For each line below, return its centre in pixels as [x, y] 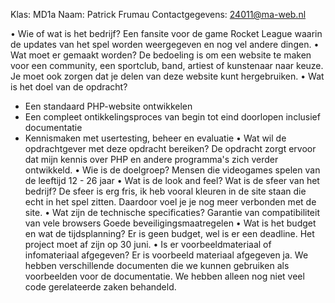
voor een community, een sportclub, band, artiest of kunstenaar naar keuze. [167, 65]
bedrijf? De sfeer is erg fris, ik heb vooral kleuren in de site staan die [165, 191]
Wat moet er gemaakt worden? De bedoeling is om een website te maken [161, 55]
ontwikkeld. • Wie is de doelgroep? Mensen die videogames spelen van [172, 170]
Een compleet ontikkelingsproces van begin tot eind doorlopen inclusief [172, 117]
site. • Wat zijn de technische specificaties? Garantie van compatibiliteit [172, 212]
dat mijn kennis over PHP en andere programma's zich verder [151, 159]
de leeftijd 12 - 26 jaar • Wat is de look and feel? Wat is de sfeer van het [172, 180]
